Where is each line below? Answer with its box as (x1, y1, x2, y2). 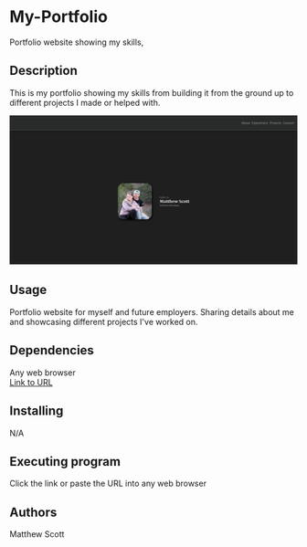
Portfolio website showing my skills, (9, 37, 144, 47)
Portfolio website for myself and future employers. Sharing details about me (9, 306, 295, 317)
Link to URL (9, 376, 53, 387)
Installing (9, 404, 64, 419)
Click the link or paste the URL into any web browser (9, 478, 207, 489)
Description (9, 63, 78, 79)
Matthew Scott (9, 529, 65, 540)
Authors (9, 504, 58, 520)
